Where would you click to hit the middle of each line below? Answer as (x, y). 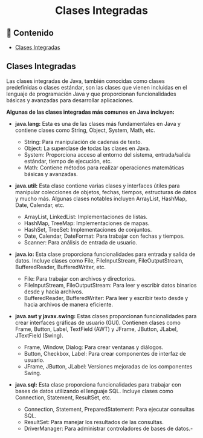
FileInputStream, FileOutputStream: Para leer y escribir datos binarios (110, 285)
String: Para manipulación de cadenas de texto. (83, 142)
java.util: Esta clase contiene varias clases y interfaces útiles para (97, 186)
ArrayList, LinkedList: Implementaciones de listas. (86, 217)
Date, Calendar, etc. (40, 205)
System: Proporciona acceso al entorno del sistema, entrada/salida (108, 154)
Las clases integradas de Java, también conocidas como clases (85, 81)
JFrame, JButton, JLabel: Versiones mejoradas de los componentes (108, 366)
